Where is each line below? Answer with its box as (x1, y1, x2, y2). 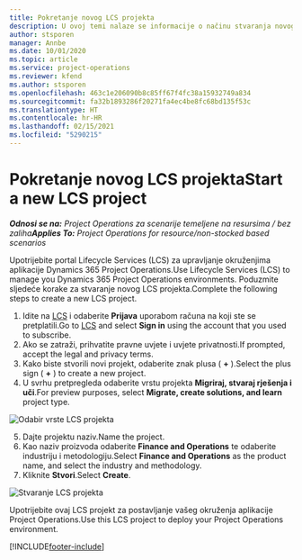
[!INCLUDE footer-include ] (9, 541, 105, 552)
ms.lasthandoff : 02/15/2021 (9, 122, 115, 131)
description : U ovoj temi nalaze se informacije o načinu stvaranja (9, 22, 271, 31)
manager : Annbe (9, 38, 67, 48)
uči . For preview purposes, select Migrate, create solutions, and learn (22, 386, 283, 397)
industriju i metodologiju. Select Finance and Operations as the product (22, 450, 287, 461)
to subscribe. (22, 330, 72, 340)
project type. (22, 396, 70, 407)
